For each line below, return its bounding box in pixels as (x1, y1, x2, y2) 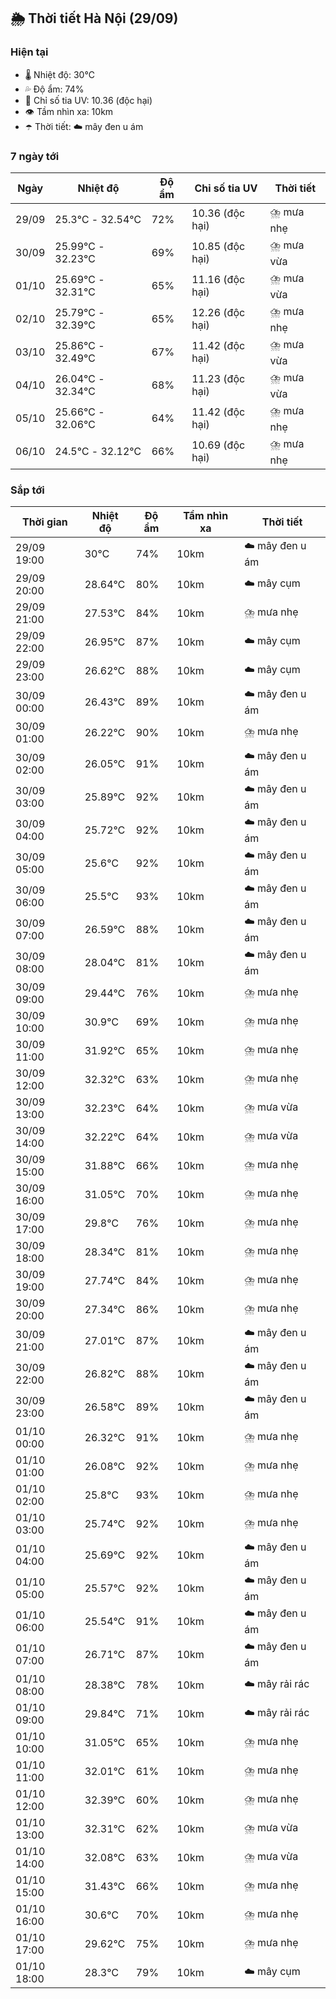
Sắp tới (10, 483, 45, 497)
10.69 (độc (191, 438, 246, 452)
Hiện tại (10, 45, 49, 59)
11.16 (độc (191, 273, 246, 287)
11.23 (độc (191, 372, 246, 386)
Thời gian (21, 515, 68, 529)
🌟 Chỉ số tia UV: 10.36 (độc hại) (24, 94, 153, 106)
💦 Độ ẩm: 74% (24, 83, 85, 95)
